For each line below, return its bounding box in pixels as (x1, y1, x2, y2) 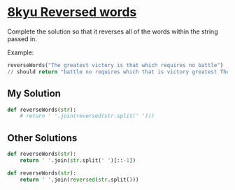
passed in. (7, 34, 37, 43)
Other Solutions (7, 132, 78, 144)
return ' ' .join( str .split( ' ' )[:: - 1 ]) (20, 156, 136, 164)
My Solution (7, 88, 62, 100)
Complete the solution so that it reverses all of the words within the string (7, 27, 218, 36)
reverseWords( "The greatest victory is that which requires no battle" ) (7, 61, 224, 68)
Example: (7, 48, 34, 57)
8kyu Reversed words (7, 4, 137, 20)
